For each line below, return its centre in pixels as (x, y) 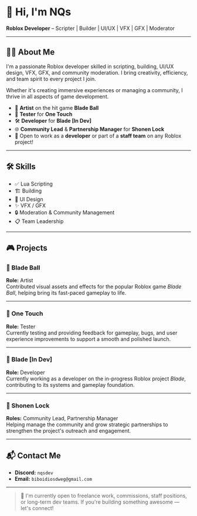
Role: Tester (21, 326)
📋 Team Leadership (39, 221)
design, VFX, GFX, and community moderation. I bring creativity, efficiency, (97, 72)
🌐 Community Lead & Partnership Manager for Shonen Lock (89, 129)
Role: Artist (20, 281)
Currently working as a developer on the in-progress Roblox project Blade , (96, 379)
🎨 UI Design (29, 199)
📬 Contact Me (33, 455)
